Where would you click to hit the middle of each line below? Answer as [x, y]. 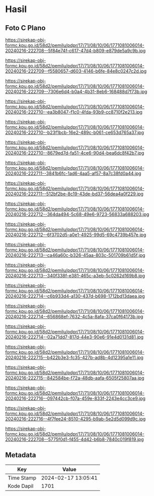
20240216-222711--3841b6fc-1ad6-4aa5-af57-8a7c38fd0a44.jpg [73, 173]
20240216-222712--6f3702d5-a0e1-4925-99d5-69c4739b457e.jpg [76, 235]
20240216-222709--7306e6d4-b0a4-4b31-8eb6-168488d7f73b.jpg [76, 91]
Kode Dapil [21, 486]
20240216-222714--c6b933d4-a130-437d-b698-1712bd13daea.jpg [75, 296]
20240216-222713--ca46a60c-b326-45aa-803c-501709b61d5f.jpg [75, 255]
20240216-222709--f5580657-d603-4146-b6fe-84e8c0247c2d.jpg [76, 71]
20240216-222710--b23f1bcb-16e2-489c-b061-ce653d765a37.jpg [75, 132]
